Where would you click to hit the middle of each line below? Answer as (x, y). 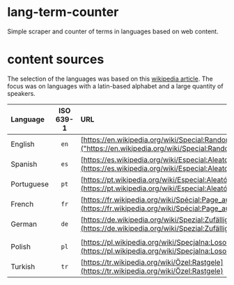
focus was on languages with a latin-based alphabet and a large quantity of (116, 86)
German (24, 224)
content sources (56, 59)
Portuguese (30, 184)
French (22, 204)
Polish (21, 246)
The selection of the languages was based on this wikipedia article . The (110, 79)
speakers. (22, 93)
